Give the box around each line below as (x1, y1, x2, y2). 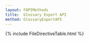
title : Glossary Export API (5, 12, 67, 17)
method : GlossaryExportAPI (5, 17, 62, 22)
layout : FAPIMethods (5, 7, 49, 13)
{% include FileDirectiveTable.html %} (5, 31, 84, 37)
